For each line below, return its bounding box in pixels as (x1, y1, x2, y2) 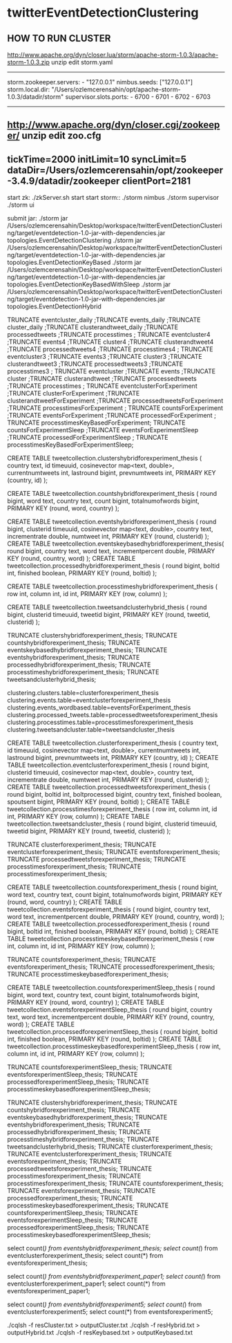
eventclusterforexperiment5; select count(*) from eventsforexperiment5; (7, 1308, 213, 1316)
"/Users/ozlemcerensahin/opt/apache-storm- (51, 85, 181, 93)
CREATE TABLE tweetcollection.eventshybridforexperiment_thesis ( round (7, 517, 217, 526)
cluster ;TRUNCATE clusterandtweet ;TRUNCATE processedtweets (7, 375, 197, 383)
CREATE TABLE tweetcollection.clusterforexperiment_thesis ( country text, (7, 739, 219, 748)
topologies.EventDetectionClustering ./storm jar (7, 237, 143, 245)
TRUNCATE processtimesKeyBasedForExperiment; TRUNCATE (7, 418, 186, 427)
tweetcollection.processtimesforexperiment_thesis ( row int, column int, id (7, 805, 217, 813)
